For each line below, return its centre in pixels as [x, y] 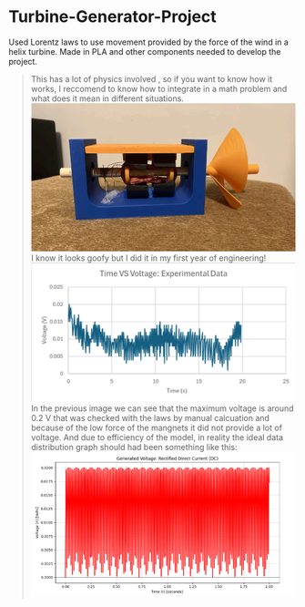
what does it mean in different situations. [107, 98]
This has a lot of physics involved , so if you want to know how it [152, 78]
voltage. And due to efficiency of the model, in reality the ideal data [157, 437]
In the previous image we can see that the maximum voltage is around [162, 408]
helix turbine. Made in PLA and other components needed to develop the [145, 51]
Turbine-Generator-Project [113, 17]
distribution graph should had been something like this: [134, 447]
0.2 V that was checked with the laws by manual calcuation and [150, 417]
